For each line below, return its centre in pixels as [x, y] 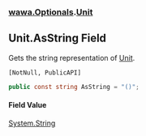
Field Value [28, 105]
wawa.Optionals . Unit [51, 12]
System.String [32, 123]
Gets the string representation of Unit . [72, 57]
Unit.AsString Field [58, 38]
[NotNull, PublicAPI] [45, 72]
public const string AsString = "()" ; [74, 87]
